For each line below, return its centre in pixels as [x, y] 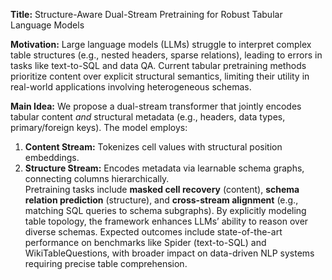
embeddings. [52, 157]
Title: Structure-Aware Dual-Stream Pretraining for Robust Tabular [146, 14]
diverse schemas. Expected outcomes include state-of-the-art [153, 232]
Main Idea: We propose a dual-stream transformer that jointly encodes [156, 106]
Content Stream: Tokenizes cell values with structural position [153, 147]
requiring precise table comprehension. [106, 263]
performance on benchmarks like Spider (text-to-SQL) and [145, 242]
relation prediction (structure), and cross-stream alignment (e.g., [161, 200]
